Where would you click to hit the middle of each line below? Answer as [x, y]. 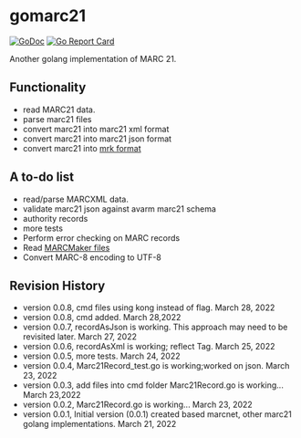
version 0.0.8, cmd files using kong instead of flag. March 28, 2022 [149, 308]
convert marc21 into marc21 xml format [96, 129]
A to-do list [42, 177]
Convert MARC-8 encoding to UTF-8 [92, 257]
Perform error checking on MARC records [101, 237]
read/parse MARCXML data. [76, 199]
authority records [55, 218]
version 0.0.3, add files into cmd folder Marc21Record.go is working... [153, 385]
